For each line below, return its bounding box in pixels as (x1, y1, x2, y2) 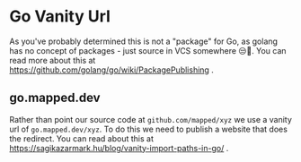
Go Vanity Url (9, 6, 111, 27)
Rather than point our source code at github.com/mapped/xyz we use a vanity (9, 114, 292, 124)
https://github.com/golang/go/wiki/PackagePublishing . (9, 64, 214, 75)
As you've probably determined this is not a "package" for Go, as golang (9, 36, 279, 47)
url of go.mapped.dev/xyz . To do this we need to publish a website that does (9, 124, 288, 134)
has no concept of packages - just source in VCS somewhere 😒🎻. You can (9, 45, 287, 55)
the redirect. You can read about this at (9, 132, 155, 144)
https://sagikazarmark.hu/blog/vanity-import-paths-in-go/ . (9, 142, 229, 153)
